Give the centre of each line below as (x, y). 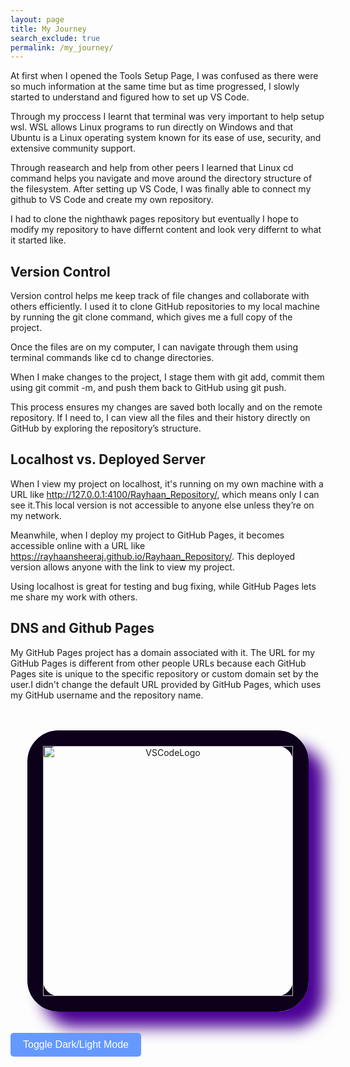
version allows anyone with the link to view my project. (122, 567)
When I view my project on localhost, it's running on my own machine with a (167, 483)
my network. (36, 515)
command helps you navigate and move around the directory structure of (161, 178)
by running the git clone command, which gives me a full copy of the (151, 317)
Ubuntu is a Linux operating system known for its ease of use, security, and (166, 138)
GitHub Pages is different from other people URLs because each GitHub (158, 663)
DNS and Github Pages (82, 628)
